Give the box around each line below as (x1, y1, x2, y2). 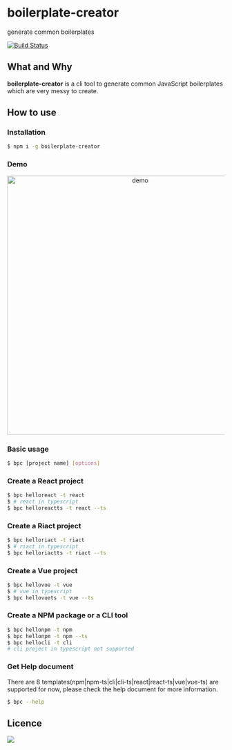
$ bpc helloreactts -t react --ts (7, 504, 107, 512)
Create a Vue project (7, 566, 78, 575)
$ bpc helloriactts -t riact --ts (7, 549, 107, 557)
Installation (7, 128, 46, 137)
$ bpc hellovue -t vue (7, 581, 72, 588)
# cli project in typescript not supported (7, 646, 135, 653)
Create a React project (7, 476, 84, 485)
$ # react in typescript (7, 498, 79, 505)
